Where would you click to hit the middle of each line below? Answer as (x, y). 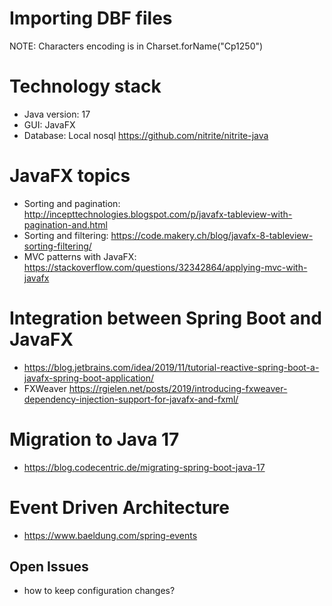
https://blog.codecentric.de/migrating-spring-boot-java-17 (144, 467)
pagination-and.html (65, 224)
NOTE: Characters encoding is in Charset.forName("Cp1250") (136, 46)
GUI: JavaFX (49, 124)
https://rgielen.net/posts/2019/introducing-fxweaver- (178, 388)
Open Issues (49, 567)
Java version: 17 (57, 114)
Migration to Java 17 (94, 439)
